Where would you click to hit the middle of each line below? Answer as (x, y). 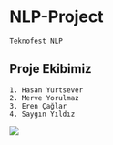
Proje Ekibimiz (51, 69)
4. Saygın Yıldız (42, 114)
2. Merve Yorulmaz (44, 98)
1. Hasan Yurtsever (46, 90)
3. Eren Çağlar (38, 106)
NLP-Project (56, 17)
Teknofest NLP (36, 41)
